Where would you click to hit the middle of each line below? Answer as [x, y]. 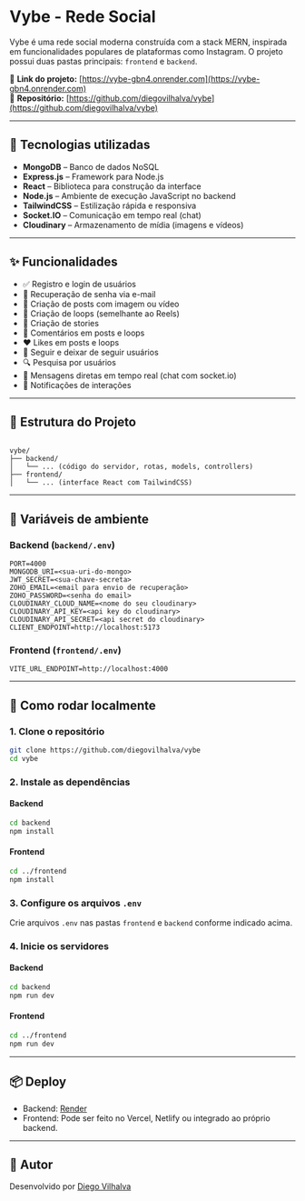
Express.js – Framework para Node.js [93, 176]
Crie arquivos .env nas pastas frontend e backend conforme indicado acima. [151, 922]
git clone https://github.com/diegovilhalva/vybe [105, 751]
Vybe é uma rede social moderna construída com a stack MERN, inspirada [148, 42]
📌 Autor [31, 1164]
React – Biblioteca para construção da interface [112, 186]
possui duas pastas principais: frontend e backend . [103, 61]
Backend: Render [55, 1108]
